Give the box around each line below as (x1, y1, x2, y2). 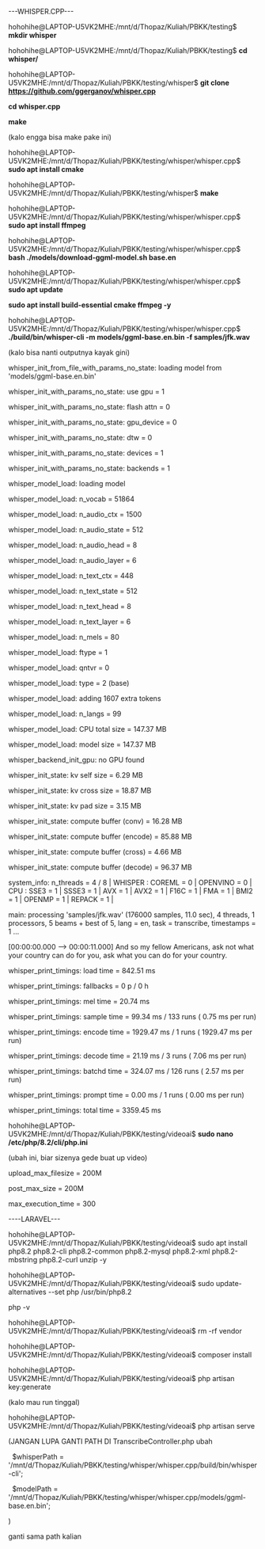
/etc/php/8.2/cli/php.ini (8, 1138, 89, 1147)
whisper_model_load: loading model (8, 479, 126, 488)
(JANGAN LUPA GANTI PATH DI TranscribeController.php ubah (8, 1437, 214, 1446)
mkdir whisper (8, 31, 57, 40)
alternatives (8, 1287, 47, 1296)
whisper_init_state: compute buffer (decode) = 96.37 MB (8, 862, 192, 872)
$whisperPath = (11, 1452, 65, 1461)
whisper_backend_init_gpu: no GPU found (8, 755, 145, 764)
